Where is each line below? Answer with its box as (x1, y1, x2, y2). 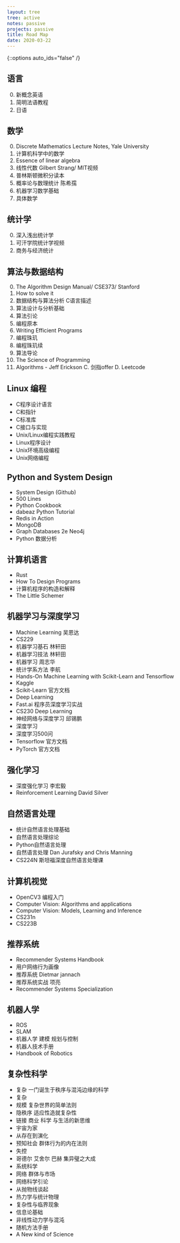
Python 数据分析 (15, 535, 58, 542)
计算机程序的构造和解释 (15, 585, 75, 592)
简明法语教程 (15, 99, 48, 106)
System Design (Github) (15, 488, 77, 496)
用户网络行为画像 (15, 963, 59, 971)
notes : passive (7, 20, 46, 26)
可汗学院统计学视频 (15, 239, 65, 247)
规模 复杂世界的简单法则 (15, 1102, 77, 1109)
